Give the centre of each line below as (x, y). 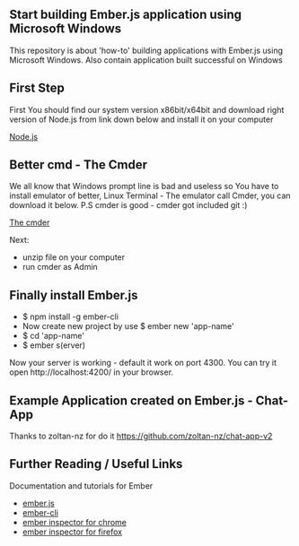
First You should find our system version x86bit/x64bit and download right (147, 109)
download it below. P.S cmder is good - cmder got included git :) (128, 205)
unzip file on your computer (74, 257)
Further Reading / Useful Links (96, 464)
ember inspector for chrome (75, 522)
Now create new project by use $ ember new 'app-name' (128, 326)
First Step (37, 88)
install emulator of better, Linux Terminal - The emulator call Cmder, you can (150, 195)
